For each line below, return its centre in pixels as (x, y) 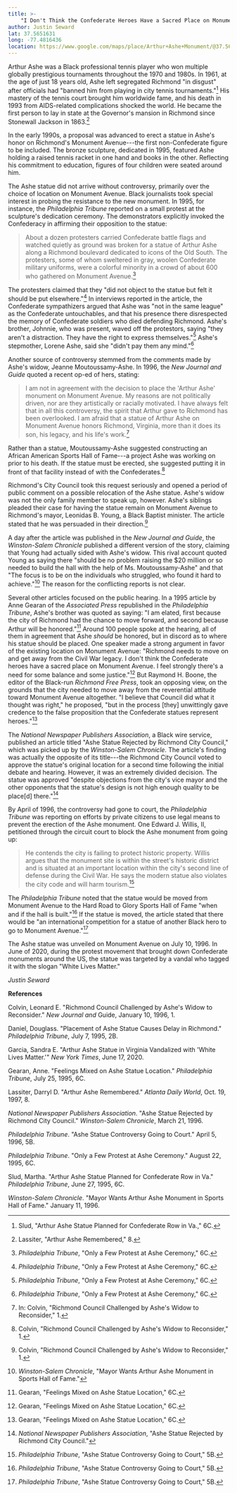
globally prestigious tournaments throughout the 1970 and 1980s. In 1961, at (117, 74)
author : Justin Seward (41, 27)
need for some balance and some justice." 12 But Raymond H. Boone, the (113, 674)
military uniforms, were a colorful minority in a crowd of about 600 (121, 267)
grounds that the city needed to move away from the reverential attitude (112, 689)
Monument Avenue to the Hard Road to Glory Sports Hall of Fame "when (113, 905)
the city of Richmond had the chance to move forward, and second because (118, 620)
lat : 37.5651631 (32, 34)
